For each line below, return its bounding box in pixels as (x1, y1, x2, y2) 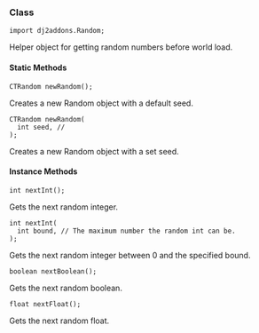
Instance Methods (9, 166, 78, 177)
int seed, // (17, 123, 66, 131)
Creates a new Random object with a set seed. (9, 146, 179, 156)
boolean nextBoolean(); (9, 266, 98, 276)
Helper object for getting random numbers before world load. (9, 42, 233, 52)
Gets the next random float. (9, 315, 110, 326)
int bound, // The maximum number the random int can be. (17, 226, 237, 235)
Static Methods (9, 62, 67, 73)
